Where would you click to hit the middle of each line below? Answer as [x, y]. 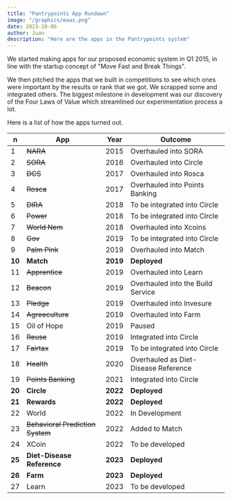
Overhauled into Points [167, 185]
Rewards [41, 402]
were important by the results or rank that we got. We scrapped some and [112, 87]
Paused [143, 326]
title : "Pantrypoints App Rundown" [58, 13]
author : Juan [26, 33]
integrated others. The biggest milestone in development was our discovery [115, 95]
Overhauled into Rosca [167, 174]
